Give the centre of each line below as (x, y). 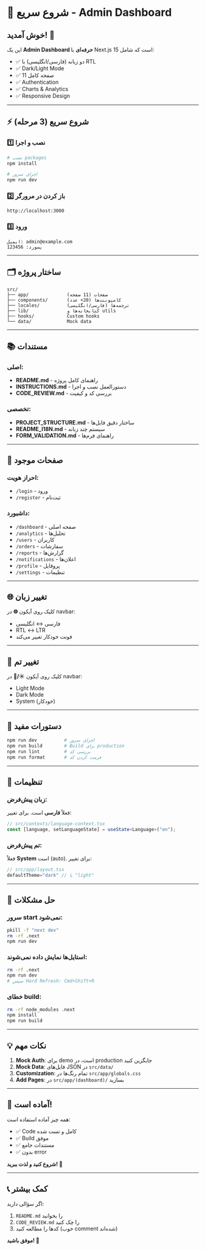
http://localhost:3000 (36, 211)
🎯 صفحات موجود (35, 460)
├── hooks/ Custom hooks (53, 316)
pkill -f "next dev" (33, 930)
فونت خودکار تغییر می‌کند (44, 637)
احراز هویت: (23, 478)
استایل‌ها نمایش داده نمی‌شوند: (47, 957)
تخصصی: (19, 409)
